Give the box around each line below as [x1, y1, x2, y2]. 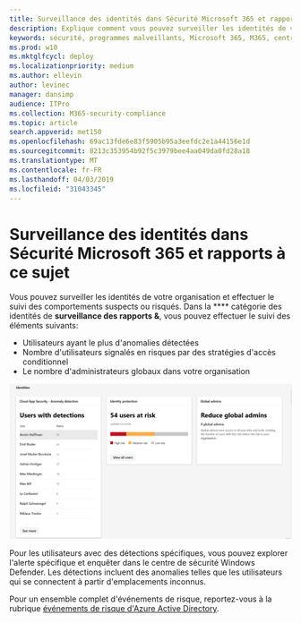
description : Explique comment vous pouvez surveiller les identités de [9, 23, 287, 33]
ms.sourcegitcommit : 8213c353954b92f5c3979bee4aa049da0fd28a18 [9, 147, 251, 156]
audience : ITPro [9, 99, 70, 108]
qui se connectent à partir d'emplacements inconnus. [9, 576, 206, 587]
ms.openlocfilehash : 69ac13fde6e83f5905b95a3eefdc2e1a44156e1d [9, 137, 251, 147]
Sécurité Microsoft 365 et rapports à [9, 243, 287, 263]
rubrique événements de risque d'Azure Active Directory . [9, 603, 219, 614]
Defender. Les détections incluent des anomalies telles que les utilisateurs [9, 567, 283, 577]
